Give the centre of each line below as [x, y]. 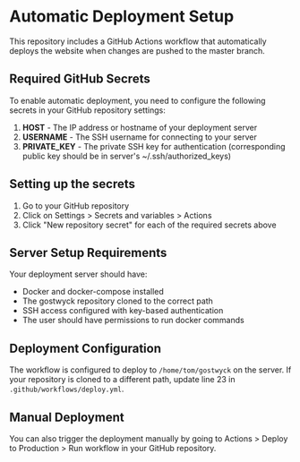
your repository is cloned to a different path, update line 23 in [122, 380]
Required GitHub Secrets [80, 79]
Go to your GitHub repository [76, 205]
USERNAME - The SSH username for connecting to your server [139, 137]
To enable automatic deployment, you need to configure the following [137, 100]
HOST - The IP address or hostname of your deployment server [140, 127]
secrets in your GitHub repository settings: [87, 110]
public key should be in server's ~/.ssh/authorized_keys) [126, 156]
